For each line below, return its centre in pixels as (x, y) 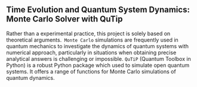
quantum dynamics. (30, 77)
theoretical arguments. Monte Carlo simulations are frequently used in (93, 40)
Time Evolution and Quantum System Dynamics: (98, 10)
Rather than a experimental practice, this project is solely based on (88, 33)
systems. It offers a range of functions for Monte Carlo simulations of (91, 72)
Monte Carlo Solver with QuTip (65, 19)
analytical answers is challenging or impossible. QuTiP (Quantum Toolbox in (98, 58)
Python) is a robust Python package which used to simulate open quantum (98, 65)
